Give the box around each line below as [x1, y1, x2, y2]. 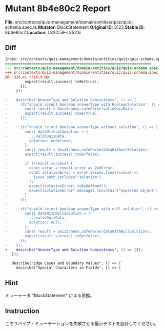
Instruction [5, 307, 40, 315]
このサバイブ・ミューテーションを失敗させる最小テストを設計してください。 [5, 320, 159, 326]
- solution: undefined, [5, 138, 73, 143]
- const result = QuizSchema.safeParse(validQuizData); [5, 106, 137, 111]
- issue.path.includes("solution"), [5, 174, 104, 180]
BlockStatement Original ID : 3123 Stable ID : [57, 24, 145, 30]
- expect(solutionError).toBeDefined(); [5, 184, 108, 188]
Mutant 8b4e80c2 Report [5, 3, 111, 14]
